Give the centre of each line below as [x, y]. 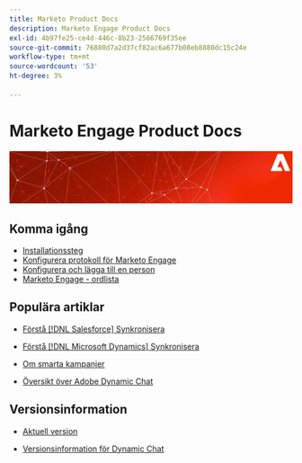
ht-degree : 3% [36, 76]
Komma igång [49, 229]
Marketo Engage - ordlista [71, 280]
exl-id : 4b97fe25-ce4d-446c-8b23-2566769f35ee [98, 38]
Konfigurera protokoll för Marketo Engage [99, 260]
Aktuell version [50, 431]
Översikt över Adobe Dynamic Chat [88, 381]
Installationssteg [53, 251]
